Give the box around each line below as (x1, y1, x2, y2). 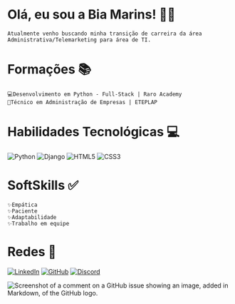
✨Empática (7, 201, 38, 208)
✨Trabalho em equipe (7, 220, 70, 227)
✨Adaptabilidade (7, 213, 57, 221)
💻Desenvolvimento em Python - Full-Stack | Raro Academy (7, 91, 182, 98)
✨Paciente (7, 207, 38, 215)
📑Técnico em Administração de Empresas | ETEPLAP (7, 98, 158, 106)
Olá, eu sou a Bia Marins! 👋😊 (7, 6, 176, 23)
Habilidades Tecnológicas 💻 (7, 124, 180, 140)
